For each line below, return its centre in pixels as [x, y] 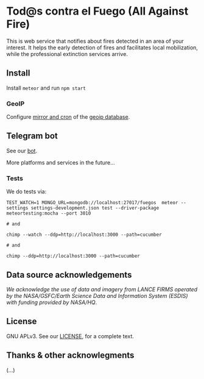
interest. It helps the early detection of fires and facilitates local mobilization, [102, 48]
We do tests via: [26, 192]
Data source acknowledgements [69, 275]
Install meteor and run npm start [46, 88]
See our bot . [22, 151]
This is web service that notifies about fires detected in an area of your [95, 41]
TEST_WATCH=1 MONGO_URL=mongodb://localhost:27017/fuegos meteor [92, 203]
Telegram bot [32, 136]
